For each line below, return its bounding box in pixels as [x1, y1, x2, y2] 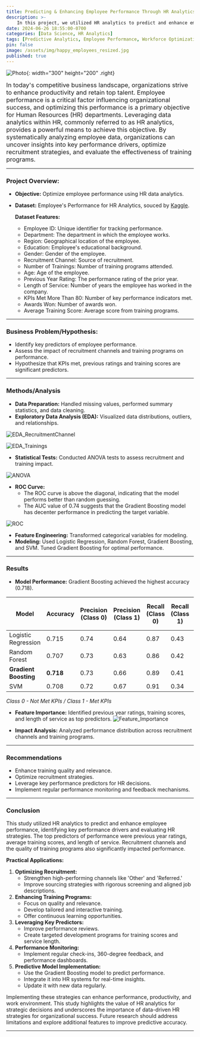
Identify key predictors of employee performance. [14, 341, 137, 348]
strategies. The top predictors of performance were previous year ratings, [6, 832, 187, 839]
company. [23, 288, 49, 295]
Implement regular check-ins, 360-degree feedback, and [23, 950, 164, 958]
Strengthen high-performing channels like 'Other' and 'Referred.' [23, 875, 183, 882]
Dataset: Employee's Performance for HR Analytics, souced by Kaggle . [14, 202, 190, 209]
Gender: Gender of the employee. [23, 250, 107, 257]
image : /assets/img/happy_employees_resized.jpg [6, 48, 129, 54]
